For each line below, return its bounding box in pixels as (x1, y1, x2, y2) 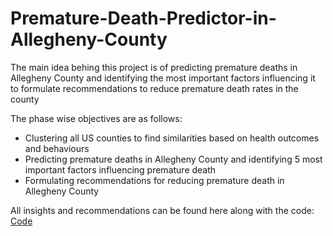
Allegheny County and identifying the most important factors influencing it (10, 72, 316, 84)
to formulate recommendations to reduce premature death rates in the (10, 82, 299, 94)
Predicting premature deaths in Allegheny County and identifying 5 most (24, 153, 323, 165)
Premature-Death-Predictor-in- (10, 7, 277, 30)
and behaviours (24, 142, 90, 154)
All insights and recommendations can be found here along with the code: (10, 204, 315, 216)
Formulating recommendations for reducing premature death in (24, 174, 285, 186)
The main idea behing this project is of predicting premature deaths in (10, 61, 298, 73)
